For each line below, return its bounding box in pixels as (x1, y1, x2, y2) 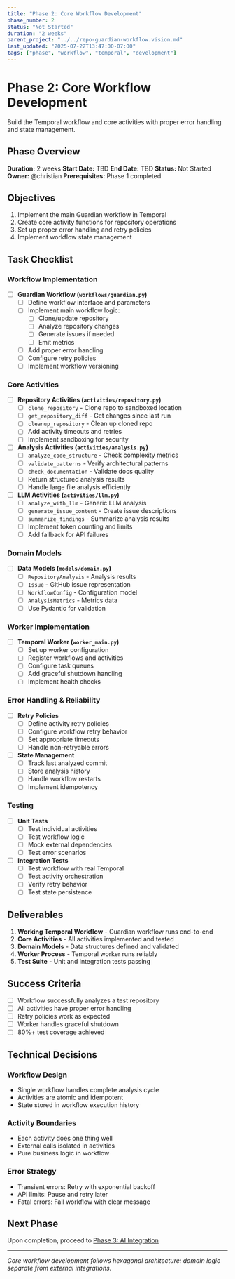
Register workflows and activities (27, 654, 124, 662)
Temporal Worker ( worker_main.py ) (17, 638, 120, 647)
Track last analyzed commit (27, 759, 108, 767)
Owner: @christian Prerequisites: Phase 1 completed (7, 171, 162, 180)
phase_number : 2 (7, 17, 55, 24)
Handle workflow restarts (27, 775, 101, 783)
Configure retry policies (27, 354, 97, 362)
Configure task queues (27, 661, 94, 670)
